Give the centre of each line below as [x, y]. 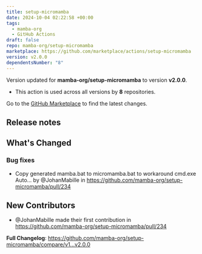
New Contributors [41, 205]
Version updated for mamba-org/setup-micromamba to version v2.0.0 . [97, 80]
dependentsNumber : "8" [35, 62]
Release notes [34, 122]
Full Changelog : [26, 238]
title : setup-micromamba [38, 12]
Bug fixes [21, 160]
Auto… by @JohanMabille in [50, 180]
